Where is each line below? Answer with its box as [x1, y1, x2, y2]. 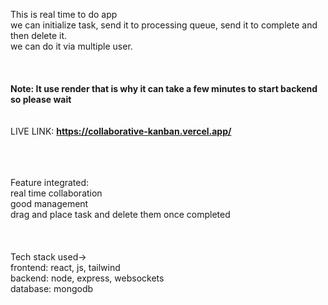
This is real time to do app [10, 9, 118, 20]
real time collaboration [10, 187, 103, 199]
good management [10, 198, 89, 209]
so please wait [10, 94, 72, 105]
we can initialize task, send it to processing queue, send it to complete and [10, 19, 318, 31]
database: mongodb [10, 283, 94, 294]
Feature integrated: [10, 177, 90, 188]
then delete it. [10, 30, 68, 41]
